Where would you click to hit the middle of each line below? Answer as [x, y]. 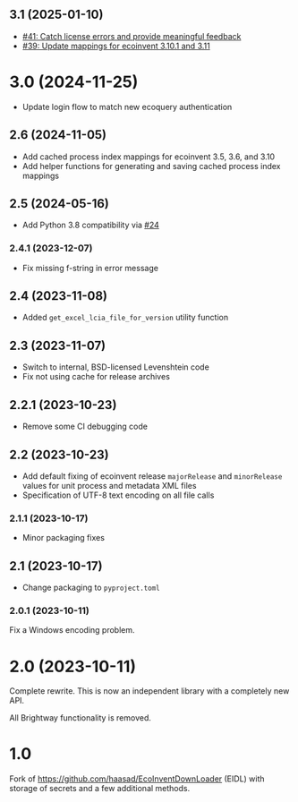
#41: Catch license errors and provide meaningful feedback [132, 36]
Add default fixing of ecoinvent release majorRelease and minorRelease [152, 476]
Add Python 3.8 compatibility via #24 [90, 225]
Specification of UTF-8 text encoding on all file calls [118, 495]
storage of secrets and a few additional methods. [100, 789]
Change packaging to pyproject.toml [91, 588]
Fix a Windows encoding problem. [72, 630]
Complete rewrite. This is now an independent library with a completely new [149, 691]
